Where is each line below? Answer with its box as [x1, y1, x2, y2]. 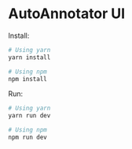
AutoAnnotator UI [8, 5, 126, 23]
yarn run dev [8, 112, 51, 120]
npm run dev [8, 133, 47, 142]
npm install [8, 75, 47, 83]
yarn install [8, 53, 51, 61]
